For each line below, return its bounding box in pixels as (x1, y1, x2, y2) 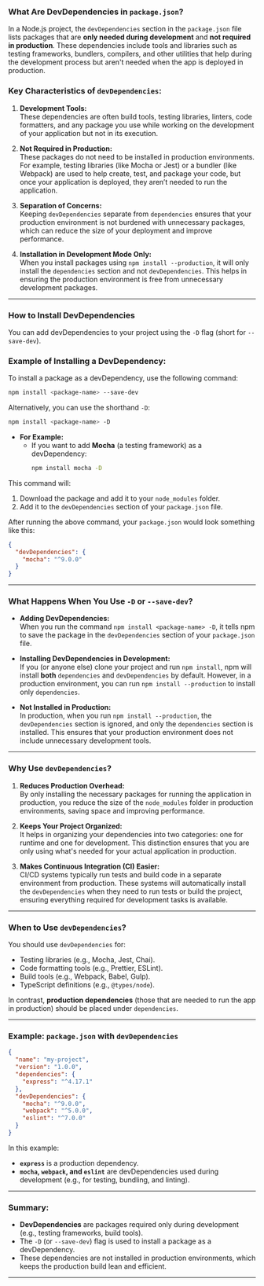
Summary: (8, 1202, 49, 1213)
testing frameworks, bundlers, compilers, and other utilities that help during (8, 50, 252, 59)
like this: (8, 525, 35, 535)
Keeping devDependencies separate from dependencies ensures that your (19, 209, 251, 219)
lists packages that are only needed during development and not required (8, 32, 251, 42)
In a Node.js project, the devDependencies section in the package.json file (8, 24, 242, 34)
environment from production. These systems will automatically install (19, 878, 246, 887)
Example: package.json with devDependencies (8, 1031, 179, 1042)
